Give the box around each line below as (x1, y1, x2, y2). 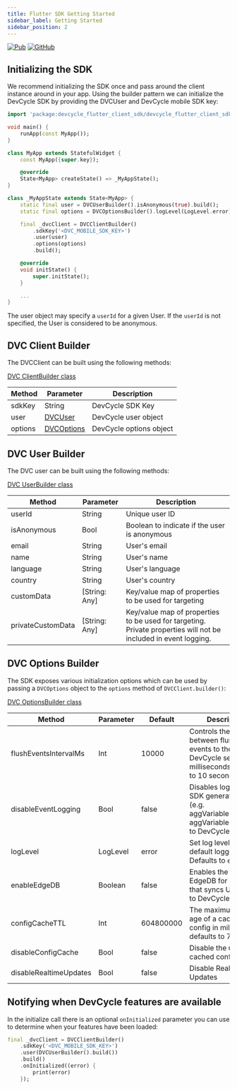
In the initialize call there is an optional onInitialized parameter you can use (7, 1015, 230, 1023)
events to (189, 744, 220, 754)
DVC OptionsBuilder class (7, 697, 83, 706)
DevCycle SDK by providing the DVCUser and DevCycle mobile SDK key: (7, 97, 219, 106)
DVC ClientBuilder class (7, 372, 76, 380)
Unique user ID (126, 508, 176, 518)
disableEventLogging (11, 804, 81, 814)
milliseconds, (189, 762, 233, 771)
